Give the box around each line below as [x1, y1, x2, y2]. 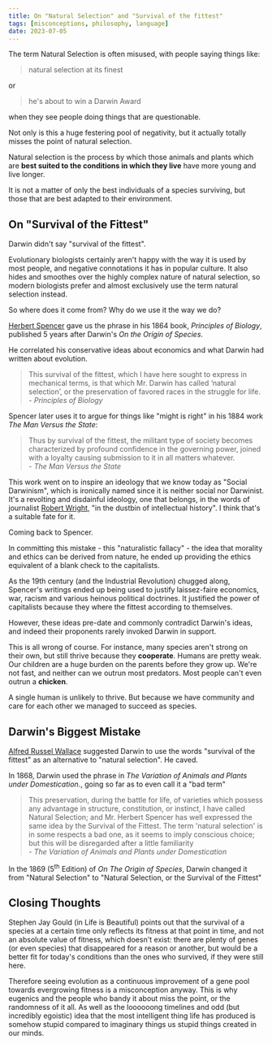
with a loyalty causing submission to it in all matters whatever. [28, 453, 235, 463]
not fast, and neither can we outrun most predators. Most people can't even [8, 668, 262, 678]
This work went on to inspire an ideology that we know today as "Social [8, 477, 248, 487]
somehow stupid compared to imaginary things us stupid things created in [8, 1020, 257, 1029]
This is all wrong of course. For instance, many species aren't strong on [8, 643, 248, 652]
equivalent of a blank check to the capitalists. [8, 561, 160, 570]
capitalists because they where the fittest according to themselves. [8, 602, 233, 612]
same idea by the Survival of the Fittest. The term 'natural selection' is [28, 821, 263, 830]
